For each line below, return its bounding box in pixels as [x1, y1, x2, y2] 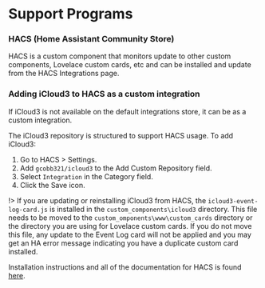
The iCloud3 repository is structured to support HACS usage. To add [8, 130, 234, 140]
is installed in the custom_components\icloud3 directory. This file [49, 204, 258, 214]
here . [8, 270, 26, 280]
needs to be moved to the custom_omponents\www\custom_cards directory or [8, 213, 253, 222]
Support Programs [8, 5, 133, 23]
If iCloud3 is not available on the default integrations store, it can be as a [8, 106, 247, 116]
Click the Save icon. [19, 180, 85, 190]
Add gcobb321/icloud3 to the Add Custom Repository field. [19, 163, 213, 173]
